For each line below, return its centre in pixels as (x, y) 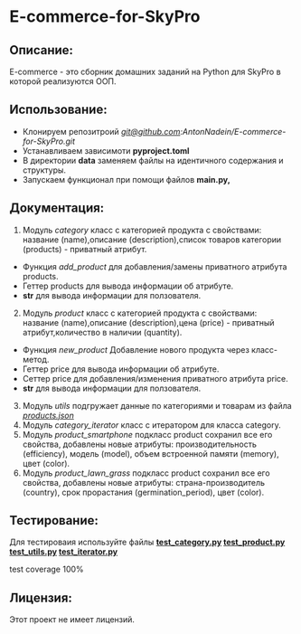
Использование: (58, 110)
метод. (36, 359)
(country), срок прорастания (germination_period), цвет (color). (143, 492)
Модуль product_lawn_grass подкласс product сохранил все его (146, 473)
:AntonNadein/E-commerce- (233, 131)
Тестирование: (54, 520)
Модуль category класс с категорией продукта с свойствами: (142, 230)
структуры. (44, 170)
